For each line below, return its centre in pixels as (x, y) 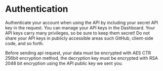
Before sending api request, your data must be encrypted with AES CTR (78, 53)
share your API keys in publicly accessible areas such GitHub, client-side (79, 38)
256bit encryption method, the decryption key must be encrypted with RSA (81, 58)
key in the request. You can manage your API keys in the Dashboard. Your (80, 27)
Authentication (37, 9)
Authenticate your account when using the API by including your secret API (82, 23)
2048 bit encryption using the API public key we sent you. (64, 63)
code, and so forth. (25, 43)
